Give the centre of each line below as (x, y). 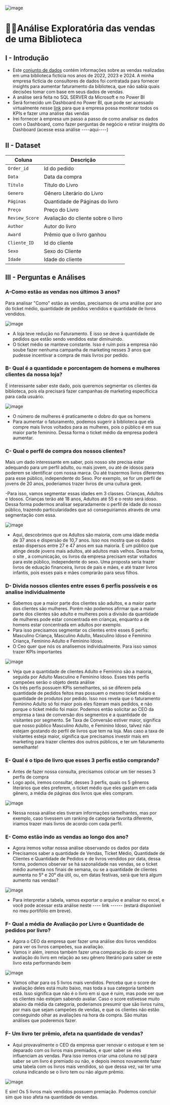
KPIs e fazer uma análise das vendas (51, 113)
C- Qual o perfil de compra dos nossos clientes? (66, 451)
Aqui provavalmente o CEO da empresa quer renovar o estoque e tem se (88, 1044)
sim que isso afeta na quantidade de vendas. (52, 1097)
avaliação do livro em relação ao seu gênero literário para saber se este (87, 958)
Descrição (83, 160)
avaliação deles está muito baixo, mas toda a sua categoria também (83, 988)
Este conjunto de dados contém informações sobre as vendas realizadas (88, 70)
